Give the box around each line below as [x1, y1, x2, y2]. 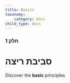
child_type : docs [5, 21, 41, 26]
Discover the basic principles [5, 73, 66, 79]
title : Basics [5, 7, 35, 12]
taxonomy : [5, 12, 26, 17]
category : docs [14, 16, 46, 21]
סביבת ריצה [5, 56, 52, 67]
